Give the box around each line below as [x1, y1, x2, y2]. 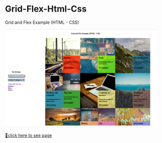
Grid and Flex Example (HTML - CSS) [5, 19, 79, 25]
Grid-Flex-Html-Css [5, 3, 87, 15]
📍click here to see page [5, 132, 52, 139]
